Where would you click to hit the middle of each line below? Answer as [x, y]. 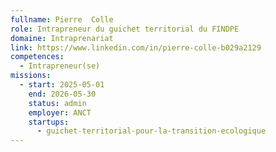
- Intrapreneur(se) [60, 66]
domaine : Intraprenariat [62, 38]
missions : [31, 76]
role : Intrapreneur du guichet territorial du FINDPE [125, 29]
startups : [49, 122]
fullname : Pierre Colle [62, 19]
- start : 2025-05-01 [62, 85]
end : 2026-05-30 [62, 94]
